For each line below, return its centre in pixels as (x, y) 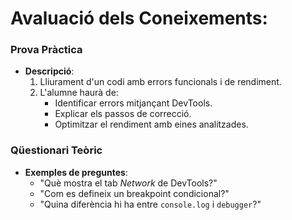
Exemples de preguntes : (76, 172)
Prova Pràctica (46, 50)
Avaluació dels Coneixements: (139, 18)
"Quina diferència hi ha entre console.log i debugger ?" (150, 204)
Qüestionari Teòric (56, 150)
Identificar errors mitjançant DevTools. (133, 103)
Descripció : (49, 71)
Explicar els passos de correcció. (123, 114)
